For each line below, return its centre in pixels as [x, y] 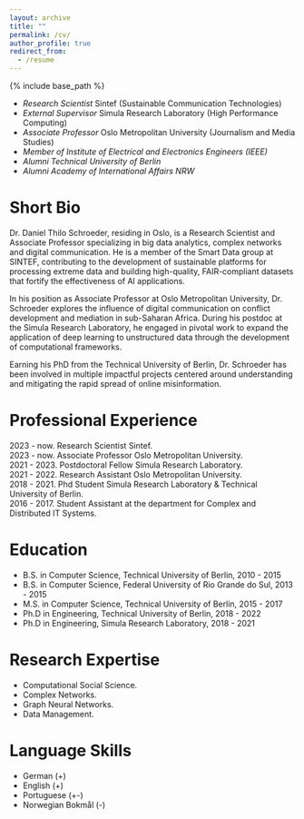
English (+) [43, 785]
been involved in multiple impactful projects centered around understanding [151, 374]
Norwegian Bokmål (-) [64, 804]
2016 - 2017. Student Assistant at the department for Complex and [133, 503]
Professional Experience [103, 421]
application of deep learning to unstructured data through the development [150, 337]
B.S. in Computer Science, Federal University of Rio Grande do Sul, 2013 [157, 584]
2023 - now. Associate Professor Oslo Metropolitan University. [126, 455]
